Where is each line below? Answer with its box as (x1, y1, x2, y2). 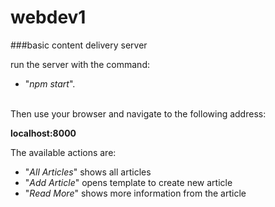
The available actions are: (10, 146, 117, 158)
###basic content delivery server (10, 39, 148, 51)
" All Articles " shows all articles (24, 166, 152, 178)
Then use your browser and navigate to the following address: (10, 107, 267, 120)
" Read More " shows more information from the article (24, 187, 247, 199)
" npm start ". (24, 77, 76, 90)
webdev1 (10, 6, 87, 29)
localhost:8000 (10, 127, 77, 139)
